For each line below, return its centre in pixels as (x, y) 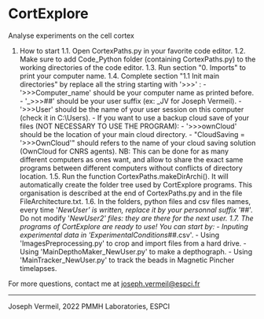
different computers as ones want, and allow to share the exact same (131, 159)
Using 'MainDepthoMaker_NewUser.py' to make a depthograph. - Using (136, 251)
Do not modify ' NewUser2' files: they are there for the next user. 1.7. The (136, 218)
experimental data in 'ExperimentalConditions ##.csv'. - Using (119, 235)
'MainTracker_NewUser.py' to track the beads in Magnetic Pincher (126, 260)
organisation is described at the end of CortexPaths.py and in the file (131, 193)
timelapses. (38, 268)
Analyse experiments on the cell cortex (71, 35)
